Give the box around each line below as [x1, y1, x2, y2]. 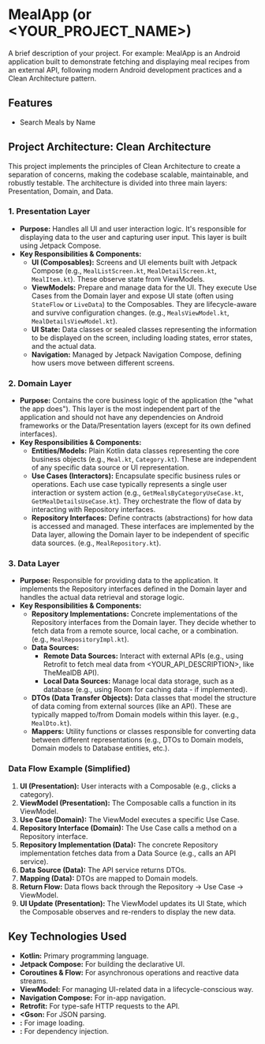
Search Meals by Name [19, 117, 96, 127]
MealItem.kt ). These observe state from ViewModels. [31, 274, 205, 283]
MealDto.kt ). [31, 718, 73, 728]
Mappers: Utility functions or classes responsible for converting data [31, 727, 256, 736]
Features [8, 96, 53, 110]
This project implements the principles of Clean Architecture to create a [8, 161, 241, 170]
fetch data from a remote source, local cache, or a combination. [31, 626, 239, 636]
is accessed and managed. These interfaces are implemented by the [31, 522, 255, 531]
